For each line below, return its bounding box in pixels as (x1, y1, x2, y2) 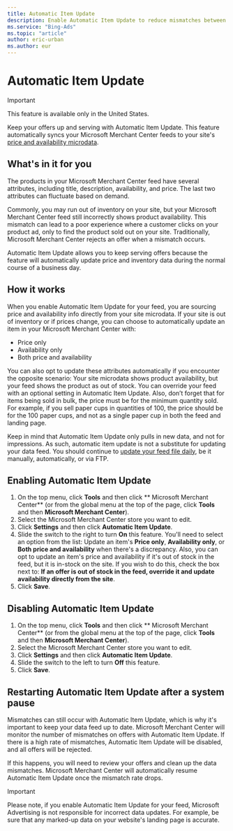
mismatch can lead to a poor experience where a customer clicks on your (7, 220, 218, 228)
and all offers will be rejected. (7, 746, 92, 753)
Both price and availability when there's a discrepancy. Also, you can (17, 545, 218, 553)
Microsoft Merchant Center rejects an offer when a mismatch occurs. (7, 235, 206, 243)
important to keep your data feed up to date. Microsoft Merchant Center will (7, 723, 225, 731)
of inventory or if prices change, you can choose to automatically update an (7, 317, 225, 325)
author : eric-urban (7, 36, 64, 43)
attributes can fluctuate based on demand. (7, 192, 130, 200)
